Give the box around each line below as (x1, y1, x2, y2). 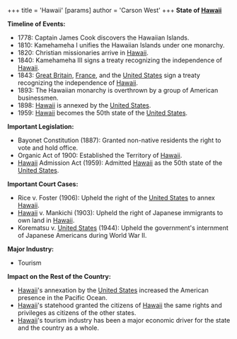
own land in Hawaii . (17, 216, 75, 224)
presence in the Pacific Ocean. (17, 294, 108, 301)
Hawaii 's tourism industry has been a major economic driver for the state (17, 316, 231, 324)
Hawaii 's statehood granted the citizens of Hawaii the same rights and (17, 301, 223, 309)
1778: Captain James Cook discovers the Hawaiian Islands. (17, 33, 190, 42)
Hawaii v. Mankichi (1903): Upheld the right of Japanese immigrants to (17, 209, 224, 217)
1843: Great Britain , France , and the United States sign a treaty (17, 71, 200, 79)
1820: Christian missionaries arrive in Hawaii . (17, 49, 149, 57)
